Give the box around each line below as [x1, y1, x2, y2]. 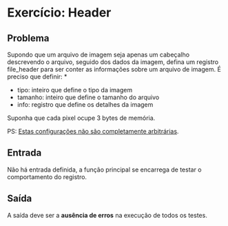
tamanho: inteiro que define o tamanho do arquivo [17, 93, 160, 101]
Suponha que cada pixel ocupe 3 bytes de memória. [7, 114, 156, 122]
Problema [7, 32, 50, 44]
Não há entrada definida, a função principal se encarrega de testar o [7, 165, 202, 174]
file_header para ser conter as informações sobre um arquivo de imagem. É [7, 65, 222, 73]
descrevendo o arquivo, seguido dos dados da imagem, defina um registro [7, 58, 219, 66]
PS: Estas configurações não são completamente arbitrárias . [7, 127, 179, 135]
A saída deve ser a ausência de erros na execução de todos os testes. [7, 211, 208, 219]
